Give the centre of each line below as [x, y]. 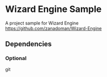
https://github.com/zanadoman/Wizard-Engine [54, 28]
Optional [16, 58]
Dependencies [28, 44]
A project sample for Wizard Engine [42, 23]
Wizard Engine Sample [54, 9]
